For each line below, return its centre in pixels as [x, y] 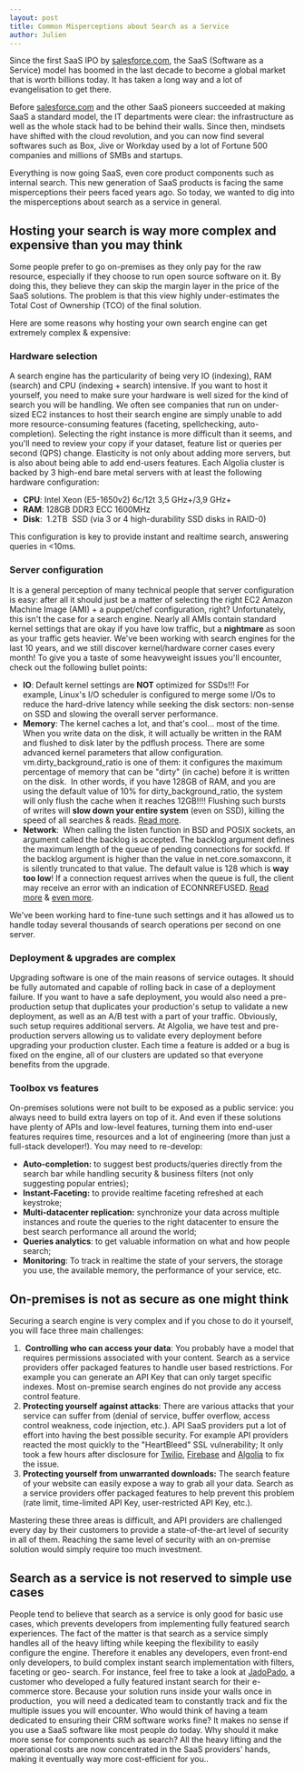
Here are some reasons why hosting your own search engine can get [138, 323]
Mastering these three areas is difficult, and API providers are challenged [146, 1520]
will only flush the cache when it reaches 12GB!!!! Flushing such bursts [154, 800]
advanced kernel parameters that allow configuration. [123, 752]
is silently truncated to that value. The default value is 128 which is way [156, 868]
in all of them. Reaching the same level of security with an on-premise [140, 1540]
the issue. [41, 1464]
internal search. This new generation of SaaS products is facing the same [147, 183]
